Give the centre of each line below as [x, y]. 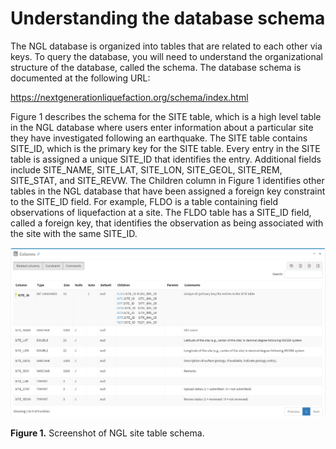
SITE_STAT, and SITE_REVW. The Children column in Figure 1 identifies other [167, 180]
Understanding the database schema [168, 18]
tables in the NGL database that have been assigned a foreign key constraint [168, 191]
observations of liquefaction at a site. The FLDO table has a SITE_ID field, [161, 212]
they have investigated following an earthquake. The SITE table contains [159, 138]
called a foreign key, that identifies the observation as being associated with [167, 223]
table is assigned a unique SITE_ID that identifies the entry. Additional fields [166, 159]
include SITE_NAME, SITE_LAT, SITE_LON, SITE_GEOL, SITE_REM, [146, 169]
